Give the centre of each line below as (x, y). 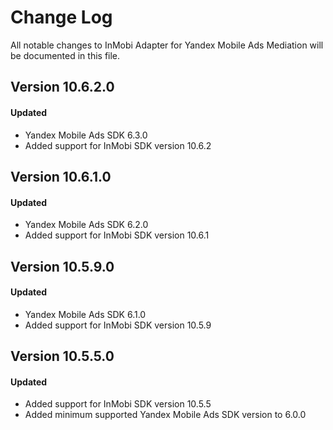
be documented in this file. (65, 55)
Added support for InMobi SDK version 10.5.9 (118, 325)
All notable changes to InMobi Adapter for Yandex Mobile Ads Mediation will (167, 45)
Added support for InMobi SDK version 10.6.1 (117, 235)
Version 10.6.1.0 (61, 176)
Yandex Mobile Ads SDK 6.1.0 (85, 314)
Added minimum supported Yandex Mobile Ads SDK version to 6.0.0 (165, 415)
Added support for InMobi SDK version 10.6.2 (118, 145)
